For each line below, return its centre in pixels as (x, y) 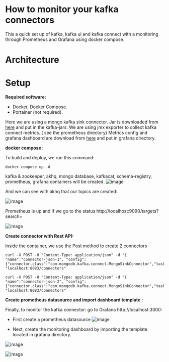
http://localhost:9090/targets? (128, 211)
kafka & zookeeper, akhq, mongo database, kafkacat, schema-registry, (79, 176)
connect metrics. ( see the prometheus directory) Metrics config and (76, 133)
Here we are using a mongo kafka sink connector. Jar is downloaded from (82, 122)
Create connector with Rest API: (39, 236)
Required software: (26, 97)
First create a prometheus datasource (52, 320)
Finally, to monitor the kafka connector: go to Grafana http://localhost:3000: (84, 310)
